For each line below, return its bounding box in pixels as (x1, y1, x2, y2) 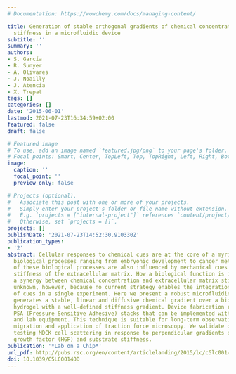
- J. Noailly (7, 75, 46, 82)
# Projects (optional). (7, 192, 77, 199)
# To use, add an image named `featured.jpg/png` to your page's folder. (7, 147, 228, 154)
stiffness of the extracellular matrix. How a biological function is (13, 271, 225, 278)
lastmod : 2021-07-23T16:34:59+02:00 (7, 115, 114, 122)
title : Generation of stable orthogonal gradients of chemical (7, 22, 197, 30)
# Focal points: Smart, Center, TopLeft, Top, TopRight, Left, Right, (7, 153, 218, 160)
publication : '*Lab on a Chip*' (7, 342, 102, 349)
